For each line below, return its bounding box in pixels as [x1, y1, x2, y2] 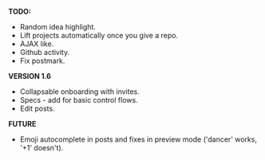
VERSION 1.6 [8, 72, 52, 80]
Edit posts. [19, 103, 55, 113]
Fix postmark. [19, 56, 65, 65]
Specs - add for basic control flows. [19, 96, 138, 104]
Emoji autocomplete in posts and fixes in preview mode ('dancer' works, [19, 135, 258, 144]
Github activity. [19, 48, 70, 57]
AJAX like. [19, 39, 54, 49]
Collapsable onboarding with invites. [19, 87, 140, 96]
